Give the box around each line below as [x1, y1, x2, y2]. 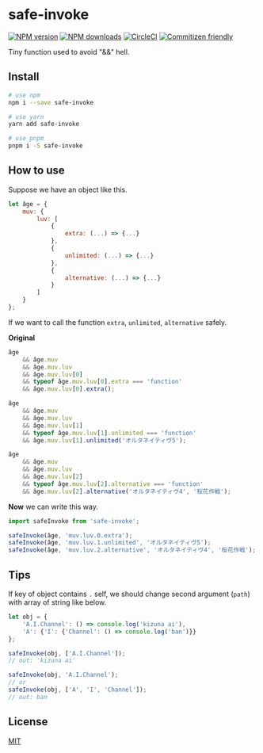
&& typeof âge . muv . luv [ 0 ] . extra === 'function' [22, 378, 182, 386]
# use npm [8, 91, 41, 99]
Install [8, 70, 40, 84]
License [8, 715, 48, 728]
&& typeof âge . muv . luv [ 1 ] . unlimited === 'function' [22, 429, 196, 437]
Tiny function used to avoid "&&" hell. [8, 47, 130, 56]
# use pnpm [8, 135, 44, 143]
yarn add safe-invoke [8, 120, 80, 128]
